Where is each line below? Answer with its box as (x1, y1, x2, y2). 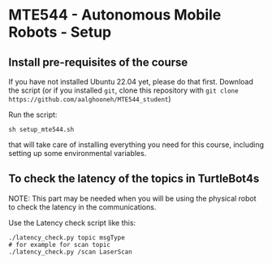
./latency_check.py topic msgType (8, 233, 126, 241)
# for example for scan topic (8, 240, 111, 249)
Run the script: (8, 110, 58, 119)
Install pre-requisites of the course (8, 55, 188, 69)
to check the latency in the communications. (8, 201, 157, 212)
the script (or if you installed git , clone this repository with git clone (8, 85, 239, 95)
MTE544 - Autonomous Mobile (8, 6, 222, 24)
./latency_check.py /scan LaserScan (8, 248, 132, 256)
